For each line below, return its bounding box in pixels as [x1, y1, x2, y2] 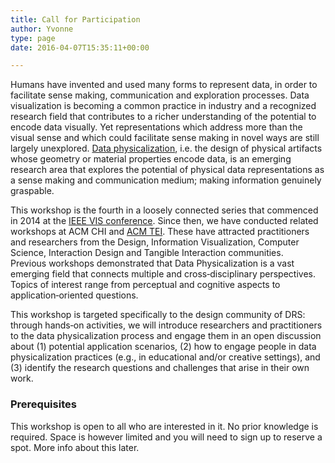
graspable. [10, 185, 55, 197]
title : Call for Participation [10, 14, 141, 25]
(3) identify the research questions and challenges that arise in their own [10, 362, 310, 374]
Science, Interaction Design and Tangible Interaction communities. [10, 247, 284, 259]
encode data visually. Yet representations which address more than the [10, 121, 303, 133]
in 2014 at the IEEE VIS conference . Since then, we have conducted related [10, 215, 319, 227]
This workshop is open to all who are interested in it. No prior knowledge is [10, 420, 319, 432]
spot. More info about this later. [10, 441, 140, 453]
